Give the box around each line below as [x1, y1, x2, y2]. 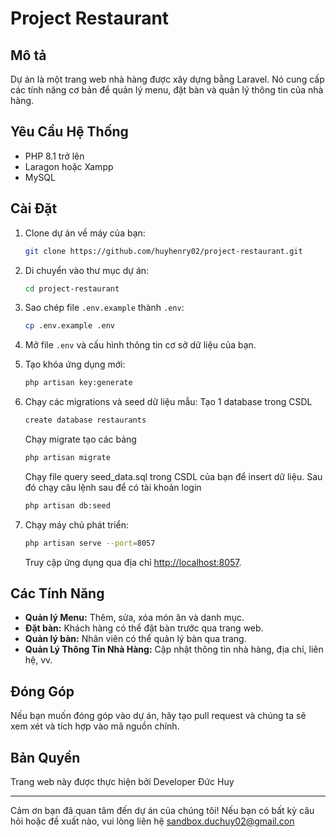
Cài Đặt [10, 200, 58, 217]
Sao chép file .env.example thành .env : [24, 302, 185, 314]
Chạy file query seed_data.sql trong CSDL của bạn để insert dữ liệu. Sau [24, 470, 323, 482]
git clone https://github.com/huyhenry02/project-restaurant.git [24, 246, 303, 256]
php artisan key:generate [24, 378, 133, 388]
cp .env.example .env [24, 321, 115, 331]
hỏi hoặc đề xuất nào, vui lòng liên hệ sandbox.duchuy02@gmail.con [10, 815, 295, 827]
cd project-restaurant [24, 283, 120, 294]
